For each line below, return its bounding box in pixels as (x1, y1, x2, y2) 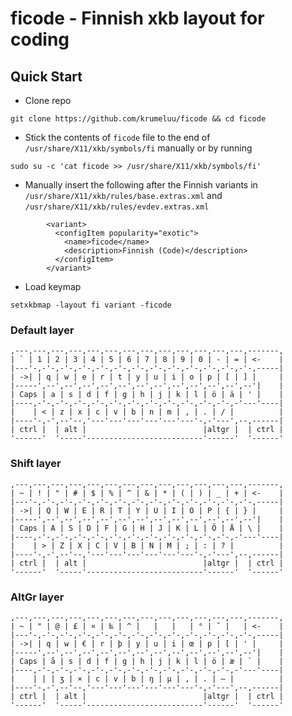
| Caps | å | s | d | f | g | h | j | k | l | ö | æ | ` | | (10, 656, 284, 666)
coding (10, 28, 70, 51)
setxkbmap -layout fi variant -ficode (10, 300, 172, 310)
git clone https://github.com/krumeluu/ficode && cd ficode (10, 114, 267, 124)
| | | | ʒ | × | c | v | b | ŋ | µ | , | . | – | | (10, 673, 284, 684)
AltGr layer (10, 590, 65, 604)
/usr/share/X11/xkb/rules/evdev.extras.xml (24, 202, 210, 212)
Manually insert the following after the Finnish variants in (24, 179, 258, 191)
